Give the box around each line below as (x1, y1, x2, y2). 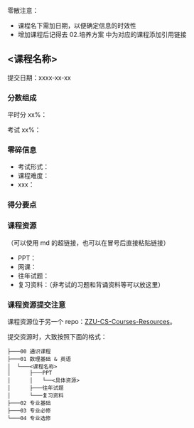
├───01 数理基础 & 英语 (7, 355, 71, 362)
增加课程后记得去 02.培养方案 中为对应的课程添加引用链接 (17, 31, 187, 38)
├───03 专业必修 (7, 407, 51, 414)
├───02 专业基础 (7, 400, 51, 407)
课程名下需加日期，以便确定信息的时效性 (17, 21, 136, 30)
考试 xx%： (7, 125, 41, 134)
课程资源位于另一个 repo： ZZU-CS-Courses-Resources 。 (7, 317, 176, 325)
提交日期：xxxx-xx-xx (7, 73, 71, 82)
